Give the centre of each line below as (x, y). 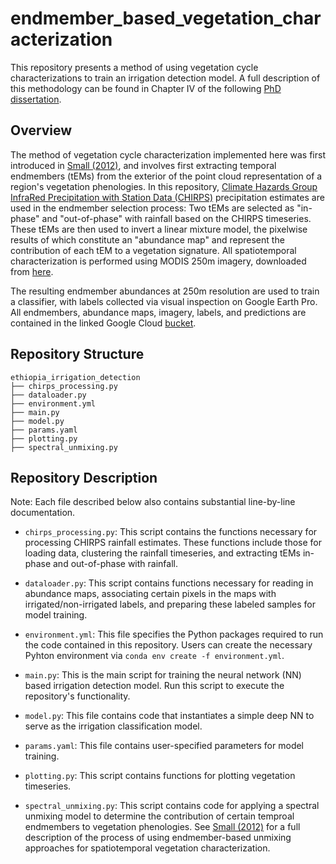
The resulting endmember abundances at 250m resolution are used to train (165, 291)
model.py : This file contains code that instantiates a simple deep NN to (169, 716)
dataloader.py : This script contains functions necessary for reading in (169, 583)
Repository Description (84, 477)
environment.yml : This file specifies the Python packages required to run (174, 634)
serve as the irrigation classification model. (113, 726)
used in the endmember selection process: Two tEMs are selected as (152, 208)
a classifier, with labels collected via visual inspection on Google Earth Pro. (164, 301)
